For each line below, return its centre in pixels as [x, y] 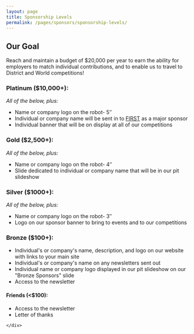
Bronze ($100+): [30, 238]
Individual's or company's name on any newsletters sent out [87, 263]
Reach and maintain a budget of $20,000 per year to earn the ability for [93, 61]
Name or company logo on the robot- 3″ [63, 216]
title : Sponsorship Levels [39, 17]
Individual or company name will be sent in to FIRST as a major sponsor [101, 119]
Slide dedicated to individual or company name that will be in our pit [97, 171]
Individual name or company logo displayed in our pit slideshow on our [100, 269]
